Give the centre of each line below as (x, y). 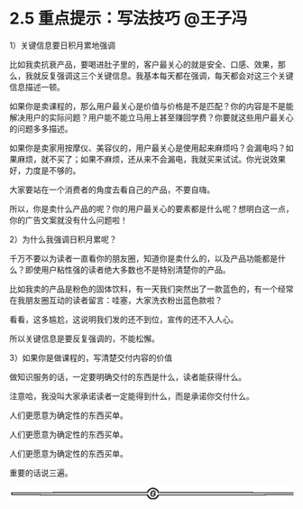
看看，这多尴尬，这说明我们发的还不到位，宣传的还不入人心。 (124, 319)
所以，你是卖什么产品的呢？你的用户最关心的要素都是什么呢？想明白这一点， (151, 208)
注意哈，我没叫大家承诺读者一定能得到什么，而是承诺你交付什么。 (132, 396)
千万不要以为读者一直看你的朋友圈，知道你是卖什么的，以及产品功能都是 (143, 258)
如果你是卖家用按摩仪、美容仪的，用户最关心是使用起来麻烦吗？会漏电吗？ (147, 148)
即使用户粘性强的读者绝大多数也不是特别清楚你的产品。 (128, 269)
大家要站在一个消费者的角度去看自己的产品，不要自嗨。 (112, 190)
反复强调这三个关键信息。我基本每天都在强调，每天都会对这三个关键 (167, 75)
